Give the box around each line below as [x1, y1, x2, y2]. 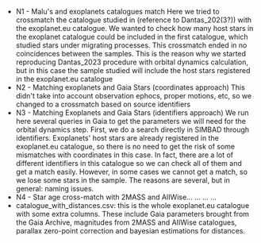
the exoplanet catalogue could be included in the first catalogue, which [15, 32, 248, 41]
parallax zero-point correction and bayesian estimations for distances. [15, 226, 246, 235]
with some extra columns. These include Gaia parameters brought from [15, 210, 250, 218]
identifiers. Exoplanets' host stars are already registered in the [15, 133, 220, 142]
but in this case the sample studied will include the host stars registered [15, 66, 251, 75]
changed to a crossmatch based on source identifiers [15, 99, 191, 109]
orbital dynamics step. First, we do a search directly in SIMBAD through [15, 125, 250, 134]
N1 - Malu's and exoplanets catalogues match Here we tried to [15, 7, 220, 16]
